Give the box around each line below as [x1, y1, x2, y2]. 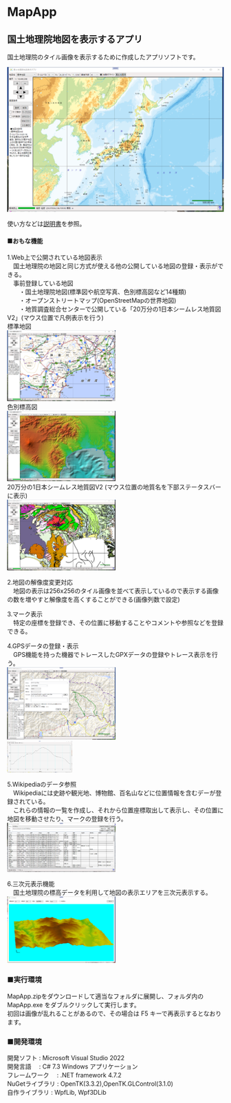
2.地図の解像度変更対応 [7, 578, 74, 587]
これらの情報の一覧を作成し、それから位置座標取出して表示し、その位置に [12, 806, 224, 814]
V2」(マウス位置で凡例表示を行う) [7, 314, 104, 322]
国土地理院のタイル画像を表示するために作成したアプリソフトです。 [7, 53, 199, 61]
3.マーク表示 [7, 610, 43, 618]
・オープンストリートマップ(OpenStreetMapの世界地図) [19, 296, 177, 305]
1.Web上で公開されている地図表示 [7, 253, 103, 262]
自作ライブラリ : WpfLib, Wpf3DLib [7, 1088, 107, 1096]
